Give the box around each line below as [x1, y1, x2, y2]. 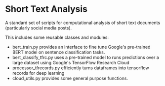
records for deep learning [12, 70, 65, 76]
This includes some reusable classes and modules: [5, 34, 109, 40]
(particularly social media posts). [5, 25, 72, 30]
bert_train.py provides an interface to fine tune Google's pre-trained [12, 44, 151, 50]
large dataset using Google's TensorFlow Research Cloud [12, 59, 129, 65]
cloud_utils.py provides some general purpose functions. [12, 75, 128, 81]
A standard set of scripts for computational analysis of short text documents [5, 20, 161, 26]
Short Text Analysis [5, 3, 88, 15]
